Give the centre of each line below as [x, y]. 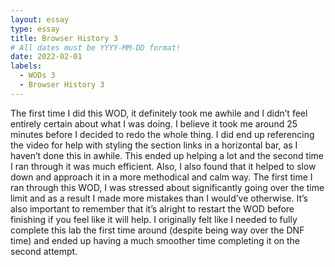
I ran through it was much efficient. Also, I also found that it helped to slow [163, 166]
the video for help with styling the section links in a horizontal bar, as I [154, 145]
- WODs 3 [37, 76]
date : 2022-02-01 [46, 57]
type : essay [35, 29]
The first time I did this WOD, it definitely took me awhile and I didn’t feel [159, 113]
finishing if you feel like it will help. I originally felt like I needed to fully [154, 219]
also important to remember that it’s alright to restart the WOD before [152, 208]
